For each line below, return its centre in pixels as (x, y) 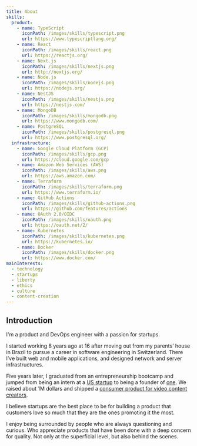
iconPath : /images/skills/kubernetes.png (73, 236)
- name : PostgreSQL (41, 127)
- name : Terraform (39, 181)
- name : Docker (35, 247)
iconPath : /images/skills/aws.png (64, 171)
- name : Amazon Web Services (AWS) (60, 165)
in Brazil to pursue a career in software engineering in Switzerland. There (95, 352)
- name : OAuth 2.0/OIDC (46, 214)
